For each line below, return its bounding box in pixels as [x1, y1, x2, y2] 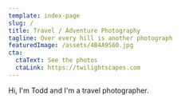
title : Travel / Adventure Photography [8, 26, 141, 34]
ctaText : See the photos [15, 57, 98, 65]
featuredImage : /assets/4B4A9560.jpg [8, 42, 134, 50]
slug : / [8, 19, 34, 27]
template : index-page [8, 11, 81, 20]
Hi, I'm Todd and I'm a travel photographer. [8, 85, 149, 95]
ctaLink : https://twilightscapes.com [15, 64, 141, 72]
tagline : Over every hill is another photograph [8, 34, 173, 42]
